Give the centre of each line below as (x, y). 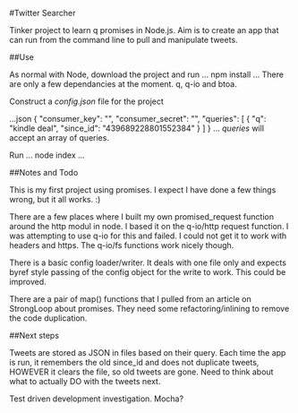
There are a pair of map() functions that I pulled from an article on (131, 299)
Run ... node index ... (47, 155)
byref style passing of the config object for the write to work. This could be (148, 272)
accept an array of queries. (60, 138)
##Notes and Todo (44, 172)
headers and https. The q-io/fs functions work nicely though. (122, 245)
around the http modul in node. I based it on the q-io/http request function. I (149, 226)
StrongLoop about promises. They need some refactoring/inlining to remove (149, 309)
